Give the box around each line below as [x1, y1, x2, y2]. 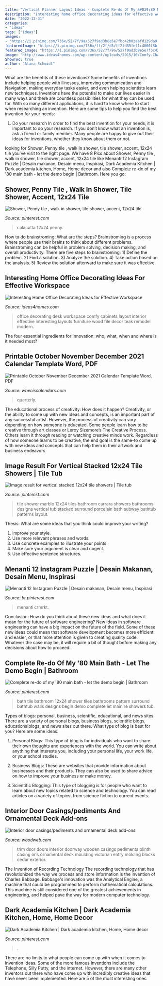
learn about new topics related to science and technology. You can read [12, 788, 156, 793]
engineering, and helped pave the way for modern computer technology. [5, 892, 150, 897]
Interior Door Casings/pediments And [5, 807, 121, 815]
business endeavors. [5, 448, 47, 453]
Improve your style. [12, 530, 51, 536]
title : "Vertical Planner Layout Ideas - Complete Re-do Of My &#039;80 [5, 7, 155, 12]
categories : [5, 20, 29, 26]
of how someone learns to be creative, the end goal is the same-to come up [5, 437, 157, 443]
